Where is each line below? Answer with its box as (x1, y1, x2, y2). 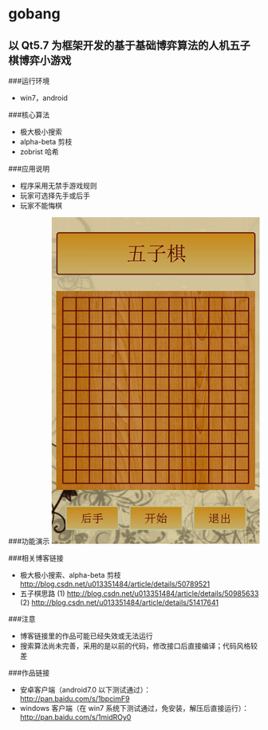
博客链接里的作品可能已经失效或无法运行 (19, 631, 153, 641)
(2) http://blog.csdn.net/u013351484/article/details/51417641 (19, 598, 219, 607)
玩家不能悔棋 (19, 201, 62, 210)
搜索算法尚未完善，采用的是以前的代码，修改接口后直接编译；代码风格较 (19, 641, 258, 650)
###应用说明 (8, 164, 50, 173)
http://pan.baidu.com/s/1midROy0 (19, 712, 132, 722)
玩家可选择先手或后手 (19, 191, 90, 200)
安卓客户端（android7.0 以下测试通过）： (19, 685, 152, 694)
